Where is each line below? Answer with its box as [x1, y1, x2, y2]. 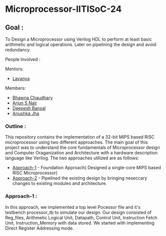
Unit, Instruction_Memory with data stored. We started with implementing [5, 220, 155, 226]
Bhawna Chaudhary [12, 95, 53, 100]
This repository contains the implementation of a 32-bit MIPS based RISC [5, 134, 155, 140]
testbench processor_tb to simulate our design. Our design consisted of [5, 209, 152, 215]
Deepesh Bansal [12, 105, 46, 111]
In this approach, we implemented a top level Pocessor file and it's [5, 204, 141, 210]
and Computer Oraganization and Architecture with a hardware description [5, 150, 158, 156]
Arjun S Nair [12, 100, 37, 106]
